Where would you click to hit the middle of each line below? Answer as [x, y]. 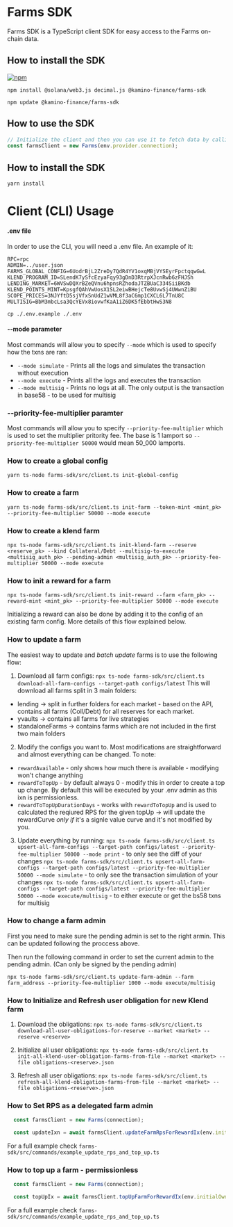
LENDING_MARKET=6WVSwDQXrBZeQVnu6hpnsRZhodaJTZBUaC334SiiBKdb [99, 283]
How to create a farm [43, 493]
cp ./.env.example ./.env [44, 314]
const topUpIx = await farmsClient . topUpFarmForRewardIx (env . [105, 1197]
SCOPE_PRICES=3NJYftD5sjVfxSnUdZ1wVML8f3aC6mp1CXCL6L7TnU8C [96, 295]
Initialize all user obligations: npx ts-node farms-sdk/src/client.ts [113, 1050]
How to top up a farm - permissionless [73, 1170]
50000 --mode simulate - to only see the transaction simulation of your [118, 875]
